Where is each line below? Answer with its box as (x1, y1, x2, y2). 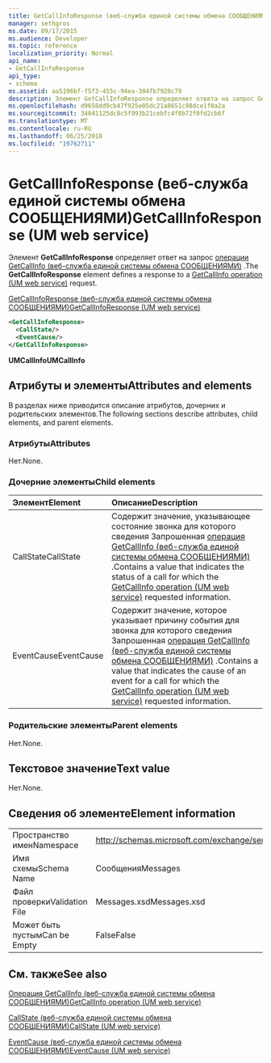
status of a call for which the (111, 572, 219, 583)
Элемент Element (12, 497, 81, 508)
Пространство (12, 829, 69, 841)
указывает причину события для (111, 615, 240, 626)
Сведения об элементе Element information (8, 806, 236, 820)
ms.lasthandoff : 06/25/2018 (8, 132, 103, 140)
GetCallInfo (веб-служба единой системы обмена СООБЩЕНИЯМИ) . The (8, 261, 259, 271)
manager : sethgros (8, 19, 70, 27)
